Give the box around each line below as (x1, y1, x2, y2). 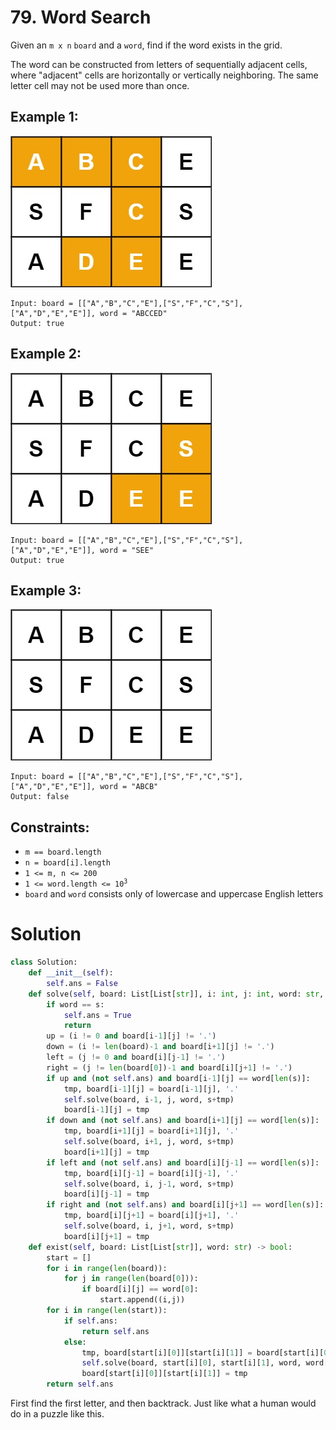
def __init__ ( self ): (28, 968, 114, 978)
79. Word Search (10, 6, 152, 29)
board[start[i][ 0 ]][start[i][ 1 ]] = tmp (81, 1369, 248, 1379)
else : (63, 1337, 87, 1347)
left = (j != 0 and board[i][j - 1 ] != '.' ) (46, 1052, 226, 1062)
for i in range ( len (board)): (46, 1263, 168, 1273)
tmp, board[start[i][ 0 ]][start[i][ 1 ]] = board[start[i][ (81, 1347, 325, 1358)
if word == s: (46, 999, 105, 1010)
